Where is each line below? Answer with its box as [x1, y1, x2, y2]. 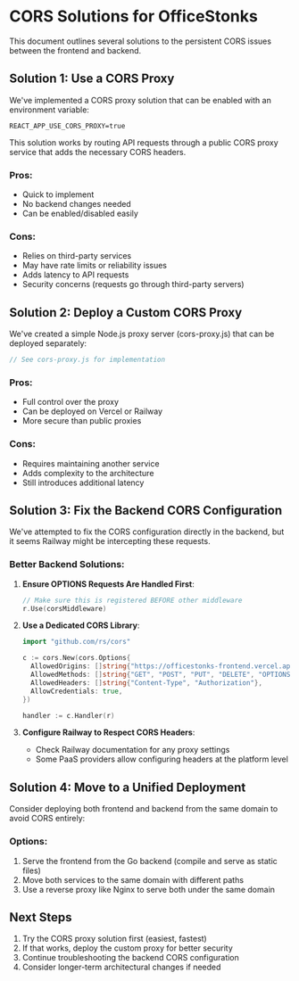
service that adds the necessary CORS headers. [9, 146, 187, 157]
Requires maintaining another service [21, 458, 160, 469]
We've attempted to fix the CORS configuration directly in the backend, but [9, 526, 285, 537]
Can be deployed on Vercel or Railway [21, 406, 163, 416]
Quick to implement [21, 189, 95, 200]
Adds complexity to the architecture [21, 467, 154, 478]
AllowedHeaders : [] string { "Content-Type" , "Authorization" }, [30, 678, 263, 688]
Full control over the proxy [21, 397, 119, 408]
